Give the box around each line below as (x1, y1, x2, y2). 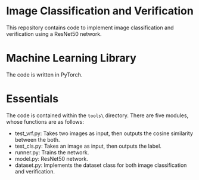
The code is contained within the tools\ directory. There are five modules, (6, 112, 189, 119)
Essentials (6, 92, 58, 106)
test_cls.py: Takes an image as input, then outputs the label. (14, 142, 162, 150)
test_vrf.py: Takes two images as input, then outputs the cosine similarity (14, 130, 194, 137)
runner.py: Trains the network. (14, 148, 89, 156)
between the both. (14, 136, 60, 143)
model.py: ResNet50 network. (14, 155, 88, 162)
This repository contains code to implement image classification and (6, 24, 174, 31)
